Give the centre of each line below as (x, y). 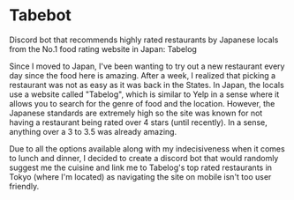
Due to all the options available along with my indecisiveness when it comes (147, 148)
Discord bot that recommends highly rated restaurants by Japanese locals (144, 40)
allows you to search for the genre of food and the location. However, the (142, 103)
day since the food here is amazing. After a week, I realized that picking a (143, 75)
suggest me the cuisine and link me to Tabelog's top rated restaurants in (140, 167)
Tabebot (41, 15)
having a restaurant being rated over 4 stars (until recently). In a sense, (138, 122)
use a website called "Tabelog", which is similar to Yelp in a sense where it (144, 94)
